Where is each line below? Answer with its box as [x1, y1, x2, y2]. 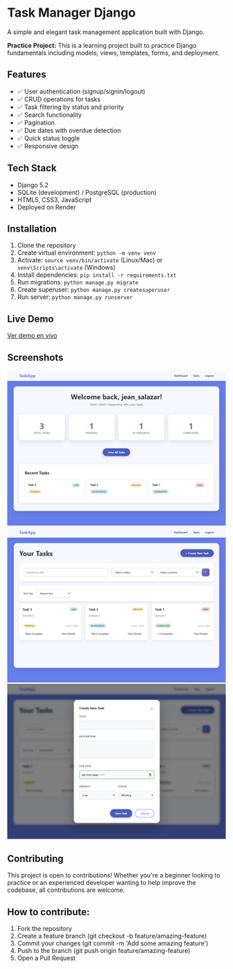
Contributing [7, 852, 64, 864]
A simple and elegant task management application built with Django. [7, 28, 205, 36]
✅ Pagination [17, 118, 55, 126]
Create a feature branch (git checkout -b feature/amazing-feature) [17, 932, 207, 941]
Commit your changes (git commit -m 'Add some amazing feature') [17, 939, 209, 947]
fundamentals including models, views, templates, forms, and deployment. [7, 49, 220, 57]
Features [7, 69, 46, 80]
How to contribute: [7, 906, 90, 918]
